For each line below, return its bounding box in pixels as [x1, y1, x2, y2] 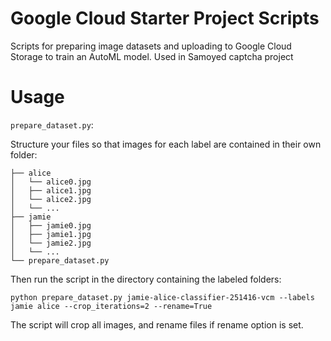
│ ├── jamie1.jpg [10, 229, 92, 239]
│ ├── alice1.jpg [10, 185, 92, 196]
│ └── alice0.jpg [10, 177, 92, 187]
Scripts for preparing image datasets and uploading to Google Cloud [10, 40, 292, 52]
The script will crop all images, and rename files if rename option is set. [10, 318, 304, 331]
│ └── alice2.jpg [10, 194, 92, 204]
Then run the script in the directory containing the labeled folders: [10, 273, 282, 285]
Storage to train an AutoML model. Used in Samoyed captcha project [10, 50, 294, 62]
